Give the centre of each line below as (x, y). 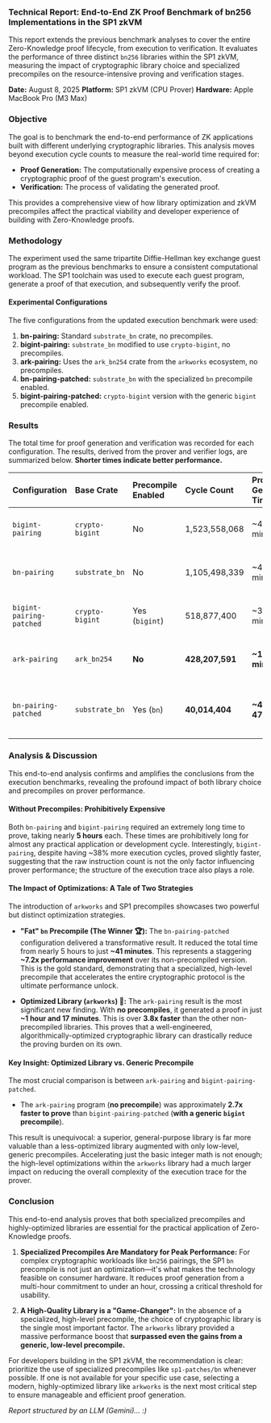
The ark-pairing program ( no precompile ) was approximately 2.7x (131, 1105)
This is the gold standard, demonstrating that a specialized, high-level (136, 968)
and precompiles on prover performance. (77, 791)
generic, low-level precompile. (73, 1345)
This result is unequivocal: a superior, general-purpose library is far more (130, 1138)
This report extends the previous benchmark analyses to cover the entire (129, 40)
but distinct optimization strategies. (67, 915)
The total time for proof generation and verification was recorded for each (131, 443)
